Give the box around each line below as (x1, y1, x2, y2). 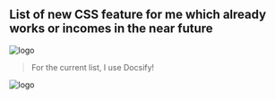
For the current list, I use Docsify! (30, 62, 155, 72)
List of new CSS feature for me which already (9, 7, 267, 22)
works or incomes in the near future (9, 21, 213, 37)
